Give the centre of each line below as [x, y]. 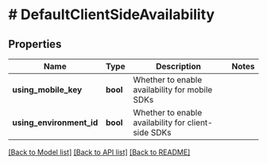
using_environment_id [55, 123]
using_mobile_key [47, 90]
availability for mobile [173, 90]
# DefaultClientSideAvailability [112, 15]
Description [178, 66]
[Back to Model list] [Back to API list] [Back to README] [99, 152]
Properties [35, 44]
